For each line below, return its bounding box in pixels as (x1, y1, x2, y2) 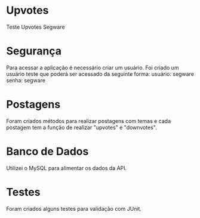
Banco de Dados (6, 145, 89, 158)
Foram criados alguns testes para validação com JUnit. (6, 205, 142, 212)
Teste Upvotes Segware (6, 23, 65, 30)
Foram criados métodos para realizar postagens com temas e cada (6, 117, 171, 124)
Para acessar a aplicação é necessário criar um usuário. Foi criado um (6, 64, 179, 71)
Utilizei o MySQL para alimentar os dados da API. (6, 164, 127, 171)
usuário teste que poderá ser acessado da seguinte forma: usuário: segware (6, 70, 194, 78)
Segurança (6, 44, 61, 58)
